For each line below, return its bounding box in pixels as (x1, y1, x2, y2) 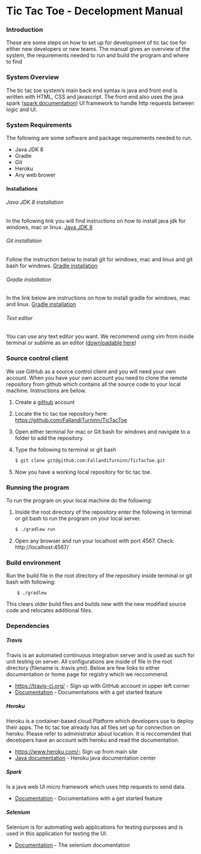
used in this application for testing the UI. (6, 829, 108, 837)
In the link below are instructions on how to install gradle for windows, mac (6, 294, 190, 301)
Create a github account (14, 398, 75, 405)
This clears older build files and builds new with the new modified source (6, 600, 187, 608)
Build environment (6, 558, 61, 566)
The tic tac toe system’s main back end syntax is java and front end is (6, 87, 178, 94)
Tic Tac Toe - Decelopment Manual (6, 4, 184, 18)
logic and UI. (6, 106, 38, 113)
